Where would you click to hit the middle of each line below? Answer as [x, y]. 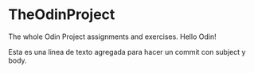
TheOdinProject [62, 15]
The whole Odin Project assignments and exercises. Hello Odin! [112, 36]
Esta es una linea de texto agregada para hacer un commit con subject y [127, 52]
